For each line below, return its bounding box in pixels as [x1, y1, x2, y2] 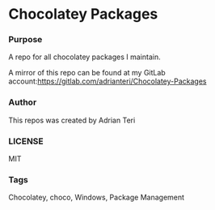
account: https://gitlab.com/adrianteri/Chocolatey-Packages [8, 76, 207, 86]
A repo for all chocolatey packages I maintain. [8, 52, 161, 62]
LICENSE [8, 135, 44, 147]
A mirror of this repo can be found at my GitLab [8, 68, 166, 78]
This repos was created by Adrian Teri [8, 115, 136, 125]
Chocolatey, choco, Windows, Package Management [8, 192, 184, 203]
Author [8, 96, 37, 108]
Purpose [8, 34, 43, 45]
